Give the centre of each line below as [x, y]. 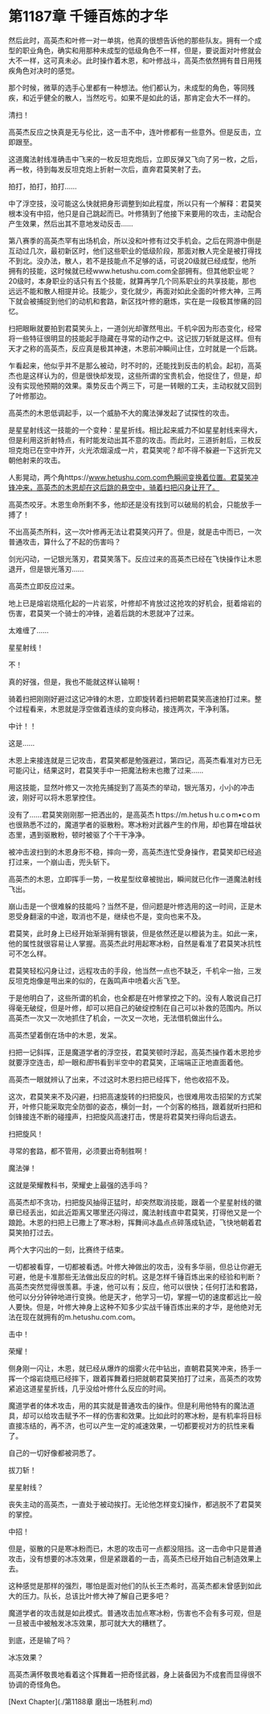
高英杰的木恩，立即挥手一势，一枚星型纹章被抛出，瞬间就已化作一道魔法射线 [135, 879]
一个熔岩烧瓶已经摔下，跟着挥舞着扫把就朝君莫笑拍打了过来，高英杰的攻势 [138, 1378]
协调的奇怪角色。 [37, 1684]
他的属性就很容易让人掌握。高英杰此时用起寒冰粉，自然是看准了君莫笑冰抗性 [135, 943]
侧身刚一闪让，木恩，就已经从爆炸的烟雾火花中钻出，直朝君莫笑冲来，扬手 [131, 1368]
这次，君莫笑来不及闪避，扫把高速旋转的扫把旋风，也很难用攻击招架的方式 [131, 1096]
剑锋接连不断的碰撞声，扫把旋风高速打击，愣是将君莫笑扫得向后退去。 [125, 1116]
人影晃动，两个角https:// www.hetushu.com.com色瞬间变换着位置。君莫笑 [130, 477]
